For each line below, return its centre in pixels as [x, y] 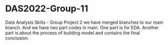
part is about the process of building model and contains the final [73, 33]
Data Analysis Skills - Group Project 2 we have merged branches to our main [84, 22]
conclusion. [17, 38]
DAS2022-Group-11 [47, 9]
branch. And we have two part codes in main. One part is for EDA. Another [82, 27]
